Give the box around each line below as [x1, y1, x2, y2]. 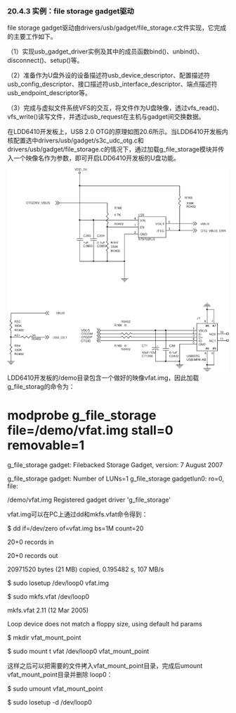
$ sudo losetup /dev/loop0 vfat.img [7, 579, 110, 588]
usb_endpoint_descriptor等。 [7, 89, 91, 97]
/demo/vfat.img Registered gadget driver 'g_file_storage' [7, 495, 171, 504]
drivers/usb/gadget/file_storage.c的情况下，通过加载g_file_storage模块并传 [7, 145, 225, 154]
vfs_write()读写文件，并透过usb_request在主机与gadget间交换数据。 [7, 113, 205, 121]
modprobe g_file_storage [7, 407, 157, 423]
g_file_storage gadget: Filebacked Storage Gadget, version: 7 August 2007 [7, 461, 223, 469]
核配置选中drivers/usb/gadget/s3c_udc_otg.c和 [7, 136, 144, 145]
